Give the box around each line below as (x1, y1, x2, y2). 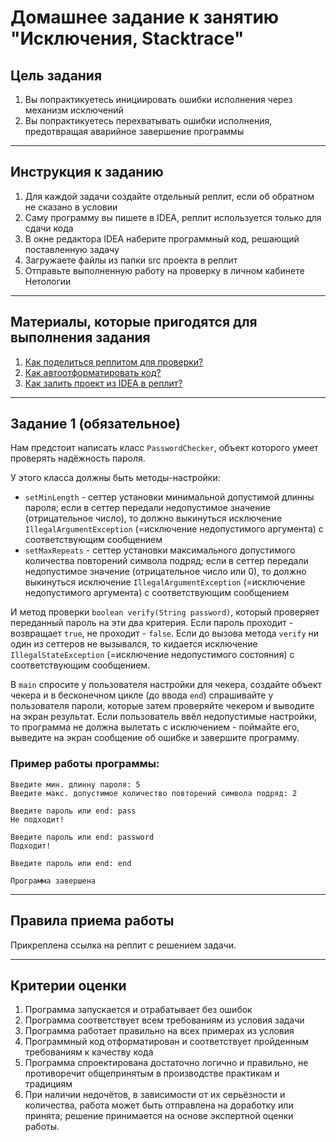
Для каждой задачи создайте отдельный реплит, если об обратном (24, 190, 315, 202)
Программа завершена (10, 876, 97, 886)
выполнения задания (10, 329, 151, 346)
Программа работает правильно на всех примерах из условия (24, 1025, 295, 1037)
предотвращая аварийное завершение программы (24, 126, 245, 137)
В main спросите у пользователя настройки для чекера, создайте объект (10, 679, 322, 691)
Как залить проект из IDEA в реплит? (24, 377, 183, 389)
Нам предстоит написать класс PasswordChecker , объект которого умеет (10, 442, 319, 454)
